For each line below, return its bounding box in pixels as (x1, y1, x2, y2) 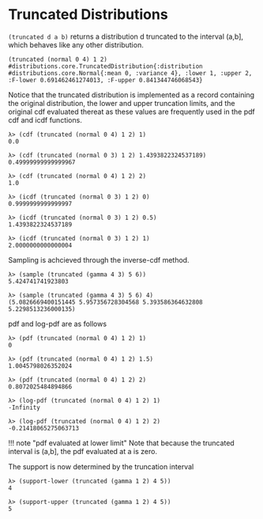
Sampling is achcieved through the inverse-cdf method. (8, 255, 190, 264)
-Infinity (8, 403, 41, 411)
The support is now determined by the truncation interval (8, 461, 194, 472)
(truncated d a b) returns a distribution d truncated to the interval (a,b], (8, 32, 243, 41)
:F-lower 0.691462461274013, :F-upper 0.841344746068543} (8, 76, 203, 84)
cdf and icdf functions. (8, 115, 83, 124)
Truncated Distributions (8, 6, 168, 24)
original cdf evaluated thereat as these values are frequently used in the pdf (8, 107, 255, 116)
